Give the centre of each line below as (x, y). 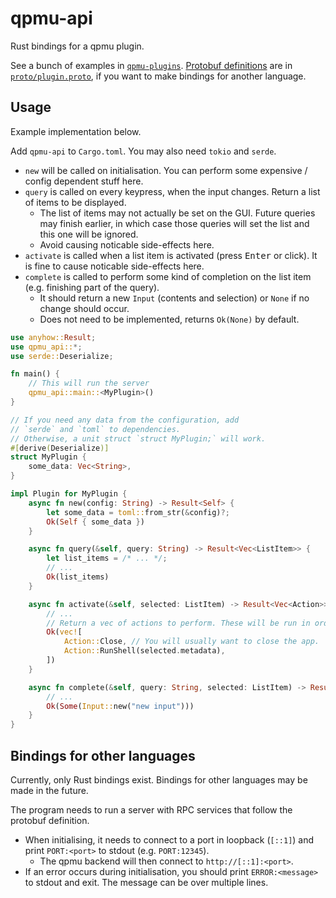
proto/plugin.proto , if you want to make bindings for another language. (158, 76)
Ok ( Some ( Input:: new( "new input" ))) (120, 706)
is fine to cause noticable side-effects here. (114, 266)
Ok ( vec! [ (64, 632)
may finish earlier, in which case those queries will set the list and (174, 223)
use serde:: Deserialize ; (62, 356)
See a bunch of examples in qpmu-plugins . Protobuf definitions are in (151, 65)
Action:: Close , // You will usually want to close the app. (191, 642)
